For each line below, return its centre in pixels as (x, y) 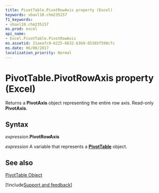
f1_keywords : (19, 19)
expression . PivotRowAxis (32, 137)
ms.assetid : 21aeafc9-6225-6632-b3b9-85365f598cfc (60, 43)
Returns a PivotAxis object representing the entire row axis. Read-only (79, 103)
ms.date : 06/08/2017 (27, 48)
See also (19, 163)
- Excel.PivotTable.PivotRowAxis (41, 39)
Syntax (17, 124)
